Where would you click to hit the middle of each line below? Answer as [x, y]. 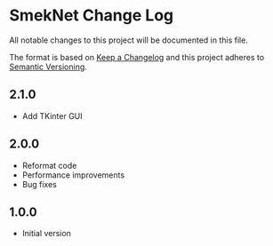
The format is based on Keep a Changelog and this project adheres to [137, 57]
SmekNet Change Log [92, 16]
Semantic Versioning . [48, 67]
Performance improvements [73, 175]
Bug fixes [40, 184]
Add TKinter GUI [52, 115]
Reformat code [49, 165]
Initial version [46, 234]
